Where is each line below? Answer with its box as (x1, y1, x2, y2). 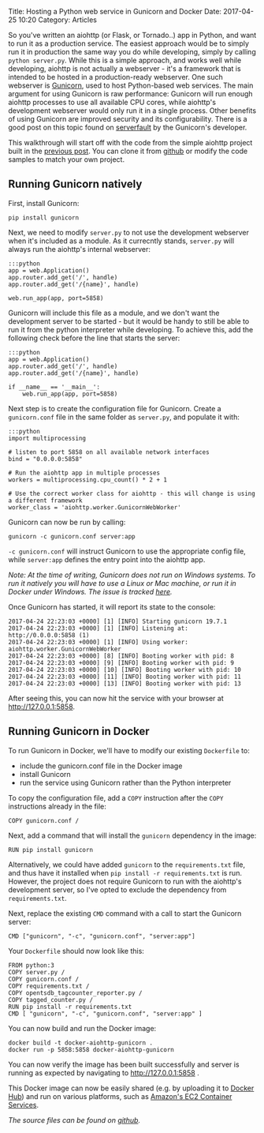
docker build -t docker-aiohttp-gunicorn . (8, 1038, 154, 1047)
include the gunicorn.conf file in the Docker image (19, 761, 183, 771)
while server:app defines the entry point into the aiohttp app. (8, 554, 206, 564)
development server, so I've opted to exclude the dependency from (8, 884, 227, 895)
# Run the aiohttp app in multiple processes (8, 469, 160, 477)
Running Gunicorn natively (8, 178, 143, 191)
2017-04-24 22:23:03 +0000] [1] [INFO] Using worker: (8, 638, 189, 646)
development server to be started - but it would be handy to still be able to (8, 316, 250, 326)
